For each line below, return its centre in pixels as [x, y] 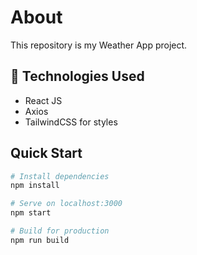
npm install [35, 186]
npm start [31, 213]
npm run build [40, 240]
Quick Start [46, 153]
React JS [43, 100]
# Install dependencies [60, 176]
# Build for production [60, 231]
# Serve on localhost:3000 [66, 204]
